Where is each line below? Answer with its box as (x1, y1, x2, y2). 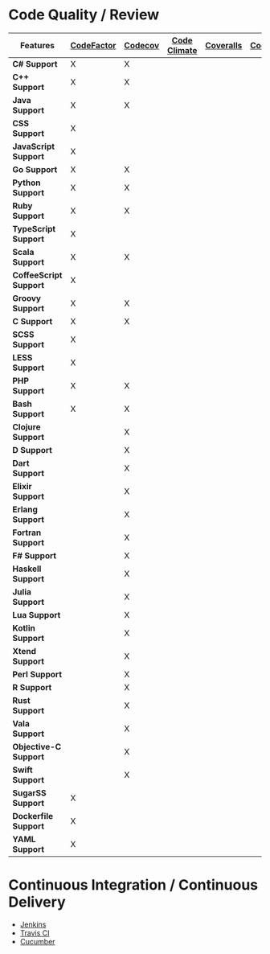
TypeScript (12, 223, 56, 234)
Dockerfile (12, 810, 54, 821)
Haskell (12, 563, 42, 574)
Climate (167, 44, 198, 56)
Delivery (8, 893, 66, 911)
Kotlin (12, 622, 36, 633)
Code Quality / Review (8, 6, 160, 24)
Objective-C (12, 741, 62, 752)
